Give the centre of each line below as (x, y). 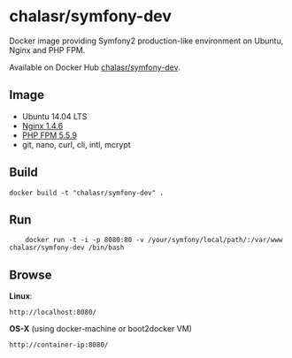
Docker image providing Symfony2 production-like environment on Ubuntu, (146, 41)
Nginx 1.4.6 (42, 126)
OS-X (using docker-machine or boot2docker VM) (101, 329)
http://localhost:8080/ (53, 312)
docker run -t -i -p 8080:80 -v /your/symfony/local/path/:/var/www (154, 240)
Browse (31, 274)
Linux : (21, 296)
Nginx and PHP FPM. (47, 50)
